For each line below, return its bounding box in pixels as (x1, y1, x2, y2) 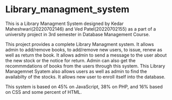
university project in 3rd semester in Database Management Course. (5, 31, 150, 37)
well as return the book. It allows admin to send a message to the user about (5, 52, 167, 58)
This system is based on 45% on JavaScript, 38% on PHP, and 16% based (5, 83, 163, 90)
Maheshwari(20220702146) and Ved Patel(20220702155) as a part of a (5, 26, 156, 32)
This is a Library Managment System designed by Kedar (5, 20, 124, 27)
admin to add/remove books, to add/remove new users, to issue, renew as (5, 46, 163, 53)
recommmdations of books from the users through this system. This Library (5, 63, 165, 69)
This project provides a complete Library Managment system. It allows (5, 41, 154, 47)
